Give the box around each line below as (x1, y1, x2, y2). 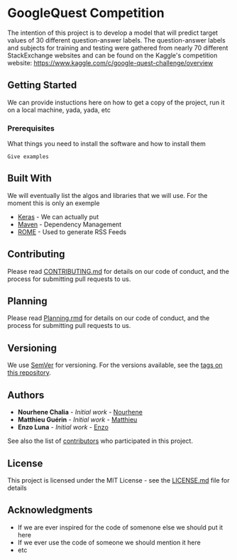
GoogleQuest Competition (7, 5, 165, 21)
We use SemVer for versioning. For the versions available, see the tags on (7, 361, 223, 370)
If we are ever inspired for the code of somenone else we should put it (17, 523, 224, 532)
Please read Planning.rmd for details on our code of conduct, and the (7, 314, 210, 322)
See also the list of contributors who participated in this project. (7, 437, 194, 445)
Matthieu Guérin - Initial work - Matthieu (17, 415, 138, 424)
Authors (7, 389, 45, 401)
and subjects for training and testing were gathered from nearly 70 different (7, 43, 228, 52)
